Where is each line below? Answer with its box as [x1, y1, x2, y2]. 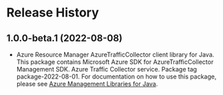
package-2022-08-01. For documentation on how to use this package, [16, 72, 217, 81]
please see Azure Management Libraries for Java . [16, 80, 158, 87]
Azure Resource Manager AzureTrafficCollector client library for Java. [16, 50, 215, 59]
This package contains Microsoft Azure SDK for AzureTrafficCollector [16, 58, 214, 66]
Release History [6, 5, 99, 21]
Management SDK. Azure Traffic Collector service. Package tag [16, 65, 198, 73]
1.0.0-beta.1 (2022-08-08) [6, 32, 123, 44]
